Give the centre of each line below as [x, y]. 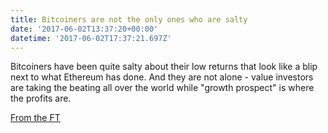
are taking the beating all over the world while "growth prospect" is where [162, 88]
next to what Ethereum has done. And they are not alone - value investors [162, 77]
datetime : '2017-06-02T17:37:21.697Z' [91, 38]
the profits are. [41, 98]
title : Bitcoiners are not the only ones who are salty [129, 19]
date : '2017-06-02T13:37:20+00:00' [84, 29]
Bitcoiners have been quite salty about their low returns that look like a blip [164, 67]
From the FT [35, 118]
